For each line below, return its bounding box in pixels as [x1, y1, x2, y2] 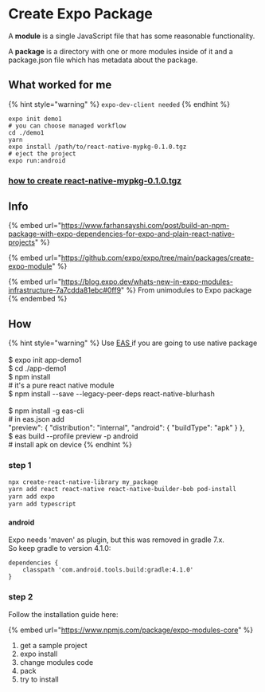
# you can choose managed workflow [8, 121, 127, 130]
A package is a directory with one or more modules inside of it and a [8, 46, 233, 56]
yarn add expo [8, 493, 56, 501]
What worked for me [8, 78, 112, 92]
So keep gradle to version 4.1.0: [8, 544, 111, 553]
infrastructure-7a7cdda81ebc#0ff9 [8, 285, 122, 295]
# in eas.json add [8, 415, 65, 424]
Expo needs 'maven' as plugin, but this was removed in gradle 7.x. [8, 535, 225, 545]
